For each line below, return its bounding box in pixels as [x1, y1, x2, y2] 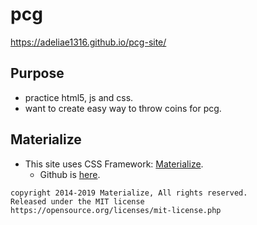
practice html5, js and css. [24, 91, 134, 103]
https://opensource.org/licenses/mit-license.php [10, 205, 222, 215]
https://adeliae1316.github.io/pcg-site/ [10, 36, 167, 48]
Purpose [10, 65, 65, 82]
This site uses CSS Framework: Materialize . [24, 158, 204, 170]
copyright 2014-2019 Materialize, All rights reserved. [10, 188, 248, 198]
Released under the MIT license [10, 196, 145, 207]
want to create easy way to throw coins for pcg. [24, 102, 222, 114]
